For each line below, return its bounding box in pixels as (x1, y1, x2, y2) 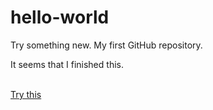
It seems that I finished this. (10, 58, 124, 70)
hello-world (10, 6, 110, 29)
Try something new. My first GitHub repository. (10, 39, 203, 51)
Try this (10, 88, 42, 100)
